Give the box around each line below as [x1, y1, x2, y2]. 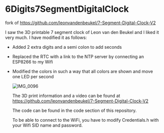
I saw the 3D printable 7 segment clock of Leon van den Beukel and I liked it [5, 29, 159, 35]
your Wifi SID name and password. [12, 122, 83, 128]
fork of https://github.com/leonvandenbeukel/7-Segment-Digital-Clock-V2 [5, 20, 156, 26]
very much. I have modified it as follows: [5, 34, 87, 40]
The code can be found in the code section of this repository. [12, 107, 137, 113]
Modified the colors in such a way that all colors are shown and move [12, 68, 153, 74]
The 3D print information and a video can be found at [12, 93, 121, 99]
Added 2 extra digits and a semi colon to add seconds [12, 44, 122, 50]
